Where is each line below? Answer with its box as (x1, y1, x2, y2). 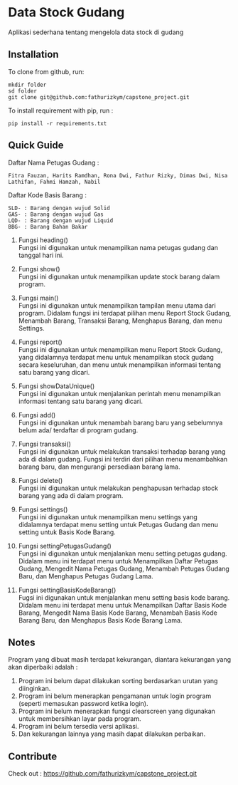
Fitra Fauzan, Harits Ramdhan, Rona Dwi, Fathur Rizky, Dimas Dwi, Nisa (8, 172, 228, 179)
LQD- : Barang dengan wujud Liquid (8, 217, 114, 224)
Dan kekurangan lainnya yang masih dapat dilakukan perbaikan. (18, 729, 206, 738)
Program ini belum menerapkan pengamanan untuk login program (18, 692, 212, 700)
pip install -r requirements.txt (8, 120, 107, 127)
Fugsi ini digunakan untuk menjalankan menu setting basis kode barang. (18, 593, 230, 602)
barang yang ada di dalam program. (18, 491, 124, 499)
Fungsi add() (18, 410, 56, 419)
